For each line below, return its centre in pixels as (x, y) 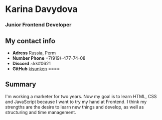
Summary (21, 84)
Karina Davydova (42, 9)
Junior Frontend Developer (38, 25)
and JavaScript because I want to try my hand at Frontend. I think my (76, 102)
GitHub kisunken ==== (36, 69)
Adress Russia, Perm (34, 53)
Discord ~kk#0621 (31, 63)
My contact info (30, 41)
